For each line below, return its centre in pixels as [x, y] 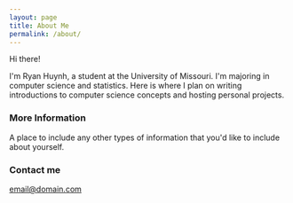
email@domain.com [46, 189]
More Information [48, 118]
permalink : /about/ [45, 34]
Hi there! [25, 59]
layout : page [33, 17]
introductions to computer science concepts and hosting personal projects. [147, 95]
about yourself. [37, 146]
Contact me [35, 169]
